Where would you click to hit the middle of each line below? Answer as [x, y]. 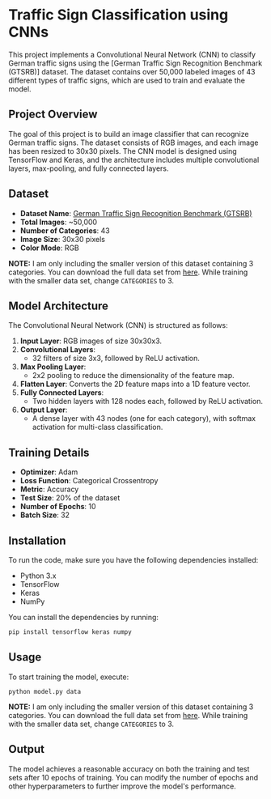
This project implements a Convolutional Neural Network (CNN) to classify [132, 54]
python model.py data [45, 691]
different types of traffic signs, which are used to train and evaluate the [127, 80]
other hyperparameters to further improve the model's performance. [122, 786]
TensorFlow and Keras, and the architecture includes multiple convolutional [134, 159]
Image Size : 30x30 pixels [62, 239]
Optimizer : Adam [49, 472]
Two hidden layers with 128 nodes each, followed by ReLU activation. [147, 402]
